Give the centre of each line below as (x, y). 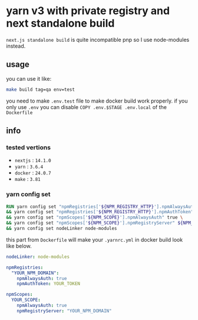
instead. (16, 46)
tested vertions (29, 147)
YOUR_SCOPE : (26, 300)
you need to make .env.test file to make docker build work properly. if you (97, 101)
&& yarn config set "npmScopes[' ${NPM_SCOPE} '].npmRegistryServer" (91, 223)
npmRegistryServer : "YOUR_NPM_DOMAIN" (64, 311)
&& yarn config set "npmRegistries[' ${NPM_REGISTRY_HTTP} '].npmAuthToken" (100, 212)
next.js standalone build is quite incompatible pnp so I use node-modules (98, 39)
